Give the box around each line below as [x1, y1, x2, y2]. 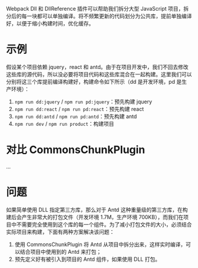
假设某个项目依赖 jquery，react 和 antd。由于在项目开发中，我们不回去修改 [6, 63, 189, 70]
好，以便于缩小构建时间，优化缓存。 [6, 20, 94, 27]
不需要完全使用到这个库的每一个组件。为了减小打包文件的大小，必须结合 [16, 221, 192, 228]
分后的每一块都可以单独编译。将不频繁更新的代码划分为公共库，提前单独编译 [6, 12, 192, 19]
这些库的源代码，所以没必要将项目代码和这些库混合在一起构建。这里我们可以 [6, 70, 192, 78]
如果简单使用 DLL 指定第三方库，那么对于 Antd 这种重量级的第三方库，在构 [6, 206, 188, 213]
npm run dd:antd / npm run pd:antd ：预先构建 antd [14, 113, 137, 120]
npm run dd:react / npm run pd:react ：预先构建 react [14, 105, 144, 112]
